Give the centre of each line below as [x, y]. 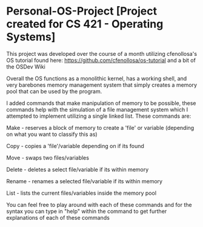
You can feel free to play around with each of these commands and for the [99, 205]
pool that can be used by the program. [54, 91]
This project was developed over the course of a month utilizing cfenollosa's [102, 53]
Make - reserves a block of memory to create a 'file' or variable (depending [100, 127]
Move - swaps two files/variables [48, 158]
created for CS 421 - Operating [85, 24]
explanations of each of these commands [58, 217]
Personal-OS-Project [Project [82, 11]
